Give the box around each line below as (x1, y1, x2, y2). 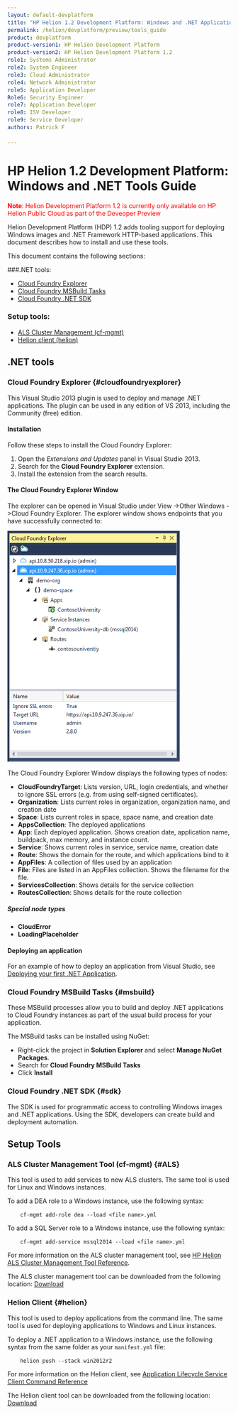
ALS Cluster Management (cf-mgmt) (17, 327, 124, 337)
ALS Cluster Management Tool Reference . (7, 1258, 130, 1267)
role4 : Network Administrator (7, 79, 97, 86)
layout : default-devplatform (7, 11, 93, 18)
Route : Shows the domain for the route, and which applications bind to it (17, 850, 229, 859)
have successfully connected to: (7, 516, 103, 525)
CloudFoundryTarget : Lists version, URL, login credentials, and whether (17, 782, 229, 791)
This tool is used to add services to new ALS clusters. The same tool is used (7, 1175, 230, 1184)
